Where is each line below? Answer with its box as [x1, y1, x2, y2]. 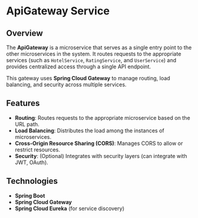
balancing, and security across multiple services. [6, 81, 127, 88]
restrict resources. [14, 146, 61, 153]
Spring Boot [14, 192, 45, 199]
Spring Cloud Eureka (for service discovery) [14, 205, 125, 212]
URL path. [14, 120, 40, 128]
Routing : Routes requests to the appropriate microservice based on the [14, 114, 191, 121]
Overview [6, 28, 44, 38]
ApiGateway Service [6, 4, 110, 18]
